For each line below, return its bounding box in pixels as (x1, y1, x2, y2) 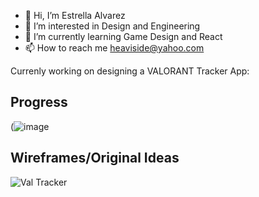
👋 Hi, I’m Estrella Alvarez (24, 10, 126, 21)
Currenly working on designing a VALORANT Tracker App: (10, 65, 250, 77)
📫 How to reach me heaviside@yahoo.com (24, 42, 205, 54)
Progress (10, 94, 68, 111)
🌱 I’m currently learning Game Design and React (24, 31, 223, 42)
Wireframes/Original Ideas (10, 150, 180, 167)
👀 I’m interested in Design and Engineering (24, 20, 201, 32)
